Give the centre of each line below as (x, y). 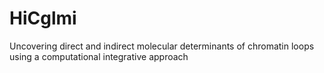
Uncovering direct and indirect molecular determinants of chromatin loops (162, 46)
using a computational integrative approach (99, 56)
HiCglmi (43, 18)
